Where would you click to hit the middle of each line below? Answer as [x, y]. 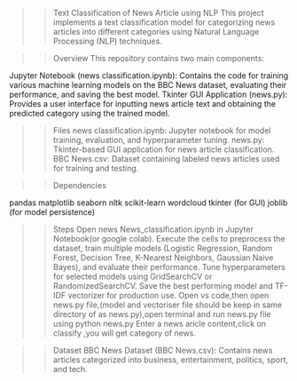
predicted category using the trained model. [90, 113]
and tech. [70, 369]
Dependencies [79, 185]
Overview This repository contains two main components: [158, 58]
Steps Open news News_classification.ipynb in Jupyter [153, 229]
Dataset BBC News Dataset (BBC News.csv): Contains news [163, 350]
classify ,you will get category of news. [125, 333]
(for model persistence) [52, 212]
